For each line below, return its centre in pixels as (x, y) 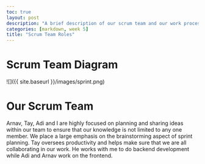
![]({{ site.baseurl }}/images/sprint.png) (56, 82)
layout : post (23, 18)
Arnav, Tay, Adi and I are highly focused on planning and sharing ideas (95, 123)
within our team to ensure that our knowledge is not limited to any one (94, 130)
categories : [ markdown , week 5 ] (47, 29)
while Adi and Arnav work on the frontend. (59, 155)
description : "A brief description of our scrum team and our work (94, 23)
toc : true (19, 12)
